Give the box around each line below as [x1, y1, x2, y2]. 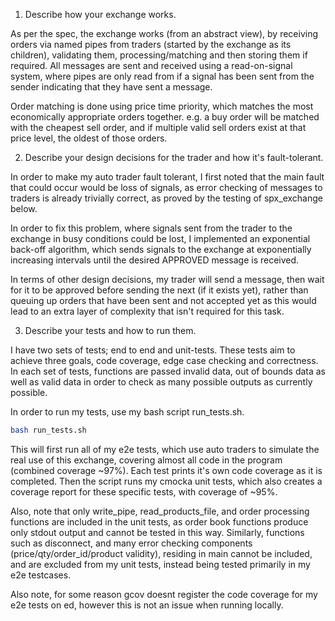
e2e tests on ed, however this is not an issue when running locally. [10, 599, 284, 611]
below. [10, 203, 38, 214]
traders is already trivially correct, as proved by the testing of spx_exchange [10, 192, 323, 204]
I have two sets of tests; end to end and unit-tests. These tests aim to [10, 344, 296, 356]
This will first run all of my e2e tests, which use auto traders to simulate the [10, 443, 320, 455]
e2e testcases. [10, 569, 72, 581]
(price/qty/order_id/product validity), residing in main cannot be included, [10, 547, 313, 559]
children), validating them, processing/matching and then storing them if [10, 49, 308, 61]
